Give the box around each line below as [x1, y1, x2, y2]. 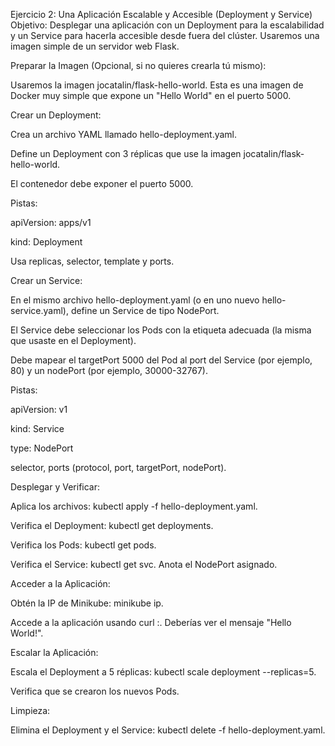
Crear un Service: [10, 275, 83, 286]
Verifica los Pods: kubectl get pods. [10, 539, 157, 551]
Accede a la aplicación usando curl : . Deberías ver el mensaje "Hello [10, 617, 292, 628]
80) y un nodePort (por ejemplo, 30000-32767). [10, 365, 208, 376]
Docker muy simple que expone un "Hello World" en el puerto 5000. [10, 90, 292, 101]
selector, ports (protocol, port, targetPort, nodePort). [10, 462, 227, 473]
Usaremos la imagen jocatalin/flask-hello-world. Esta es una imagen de [10, 79, 304, 91]
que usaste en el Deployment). [10, 335, 137, 346]
